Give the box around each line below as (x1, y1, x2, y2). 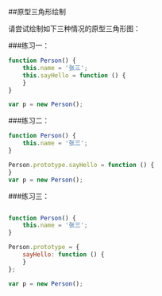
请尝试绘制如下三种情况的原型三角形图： (8, 24, 141, 33)
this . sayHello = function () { (22, 71, 126, 80)
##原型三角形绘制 (8, 7, 66, 16)
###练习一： (8, 41, 50, 50)
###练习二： (8, 116, 50, 126)
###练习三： (8, 191, 50, 201)
